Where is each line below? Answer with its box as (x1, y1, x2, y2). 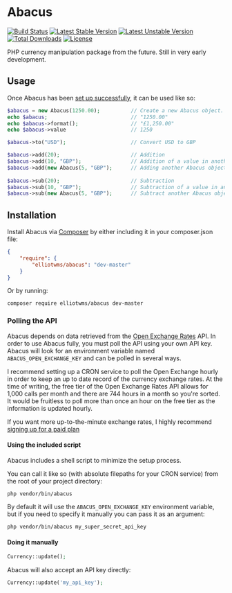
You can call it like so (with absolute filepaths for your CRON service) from (7, 469, 219, 478)
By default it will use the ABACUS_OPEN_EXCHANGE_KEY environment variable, (7, 502, 215, 511)
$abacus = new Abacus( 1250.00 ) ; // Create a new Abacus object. (7, 107, 224, 114)
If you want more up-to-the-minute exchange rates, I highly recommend (7, 417, 212, 426)
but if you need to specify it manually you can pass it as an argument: (7, 510, 205, 518)
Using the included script (7, 441, 81, 449)
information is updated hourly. (7, 404, 93, 412)
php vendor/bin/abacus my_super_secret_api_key (7, 523, 147, 530)
